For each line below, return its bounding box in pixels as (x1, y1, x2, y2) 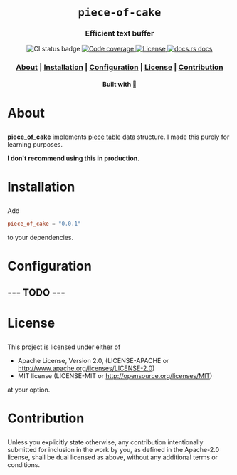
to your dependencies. (7, 234, 73, 242)
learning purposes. (7, 140, 63, 149)
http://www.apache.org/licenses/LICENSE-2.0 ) (17, 364, 155, 372)
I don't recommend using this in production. (7, 154, 140, 162)
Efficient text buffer (85, 28, 154, 38)
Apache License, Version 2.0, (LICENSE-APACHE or (17, 357, 169, 365)
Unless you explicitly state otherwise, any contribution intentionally (7, 438, 204, 447)
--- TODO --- (7, 286, 65, 298)
